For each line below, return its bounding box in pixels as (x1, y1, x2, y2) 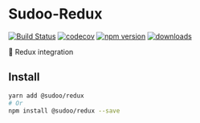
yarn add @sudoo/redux (8, 92, 84, 100)
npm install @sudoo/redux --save (8, 106, 120, 115)
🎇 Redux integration (8, 47, 74, 56)
